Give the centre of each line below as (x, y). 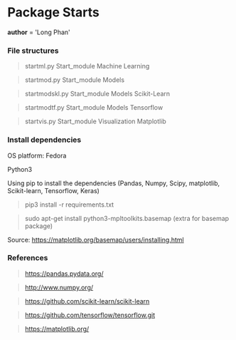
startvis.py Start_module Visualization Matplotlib (96, 121)
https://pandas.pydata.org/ (64, 273)
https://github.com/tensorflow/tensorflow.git (90, 315)
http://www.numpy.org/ (59, 287)
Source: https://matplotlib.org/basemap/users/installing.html (96, 239)
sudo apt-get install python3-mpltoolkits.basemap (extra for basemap (127, 218)
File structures (33, 51)
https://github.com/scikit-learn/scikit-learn (87, 301)
